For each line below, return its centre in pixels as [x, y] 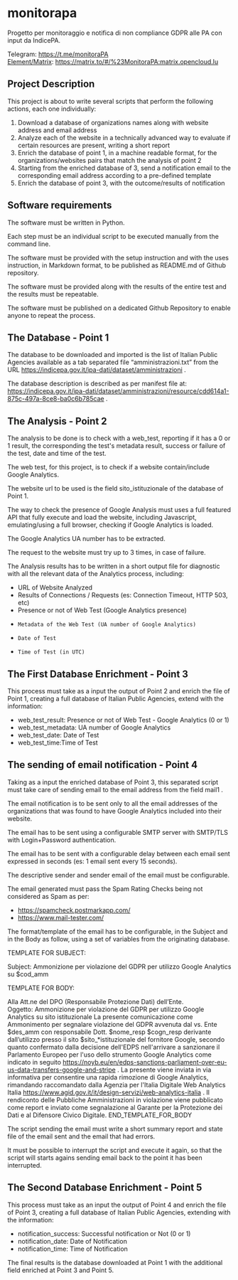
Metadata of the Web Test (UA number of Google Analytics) [107, 625]
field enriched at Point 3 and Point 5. [61, 1270]
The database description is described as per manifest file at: [97, 384]
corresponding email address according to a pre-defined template [114, 175]
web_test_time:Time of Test [58, 742]
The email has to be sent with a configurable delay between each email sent [119, 853]
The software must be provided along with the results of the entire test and [117, 287]
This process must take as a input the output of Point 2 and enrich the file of [119, 691]
